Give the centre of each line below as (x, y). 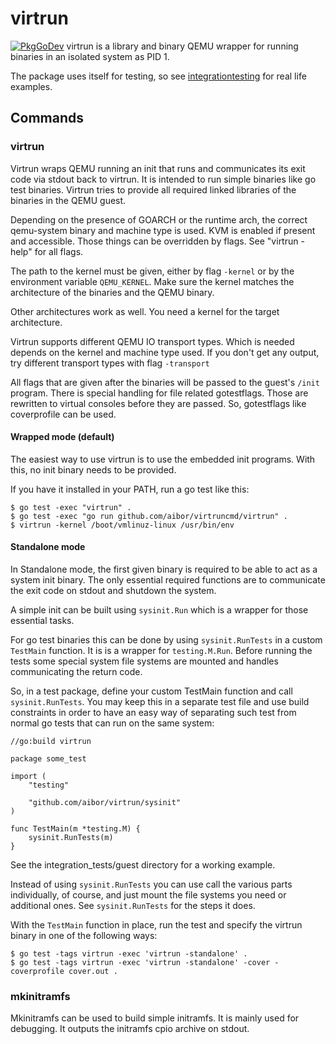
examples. (31, 86)
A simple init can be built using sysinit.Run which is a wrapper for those (159, 610)
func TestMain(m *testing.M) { (75, 829)
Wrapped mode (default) (62, 437)
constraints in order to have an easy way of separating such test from (153, 713)
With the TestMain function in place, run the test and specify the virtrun (156, 925)
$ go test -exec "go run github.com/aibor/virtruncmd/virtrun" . (149, 516)
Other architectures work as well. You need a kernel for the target (145, 311)
